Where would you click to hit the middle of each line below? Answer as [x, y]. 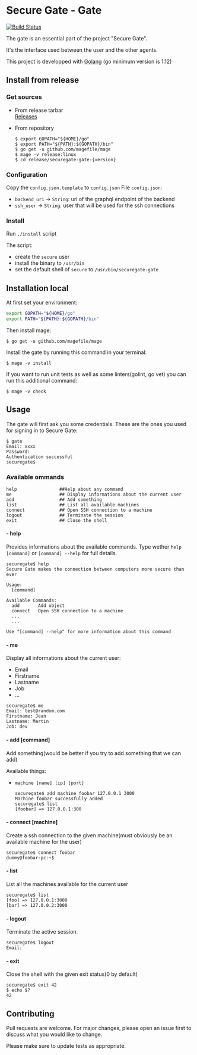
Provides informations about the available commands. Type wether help [94, 547]
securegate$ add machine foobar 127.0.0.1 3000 [74, 793]
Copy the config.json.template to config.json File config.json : [84, 187]
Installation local [37, 288]
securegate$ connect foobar [41, 852]
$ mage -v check [26, 391]
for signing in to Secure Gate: [42, 430]
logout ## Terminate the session [65, 515]
